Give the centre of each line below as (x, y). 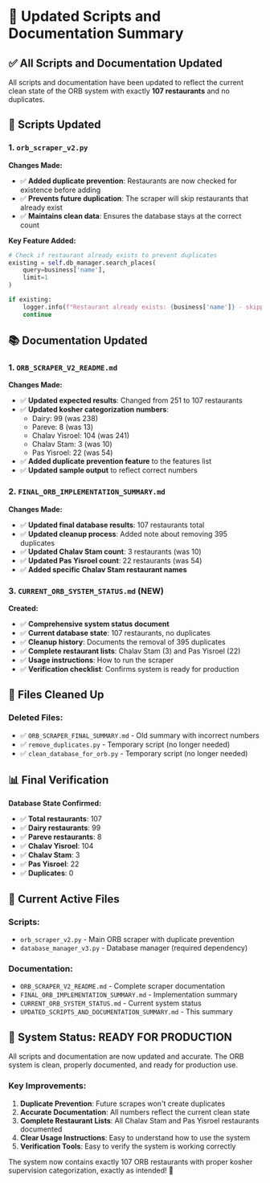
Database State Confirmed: (55, 804)
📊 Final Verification (59, 780)
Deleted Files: (36, 718)
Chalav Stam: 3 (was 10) (72, 444)
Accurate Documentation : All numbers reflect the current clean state (135, 1111)
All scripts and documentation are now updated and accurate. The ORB (126, 1057)
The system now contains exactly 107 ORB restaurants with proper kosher (131, 1161)
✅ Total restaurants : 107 (61, 819)
